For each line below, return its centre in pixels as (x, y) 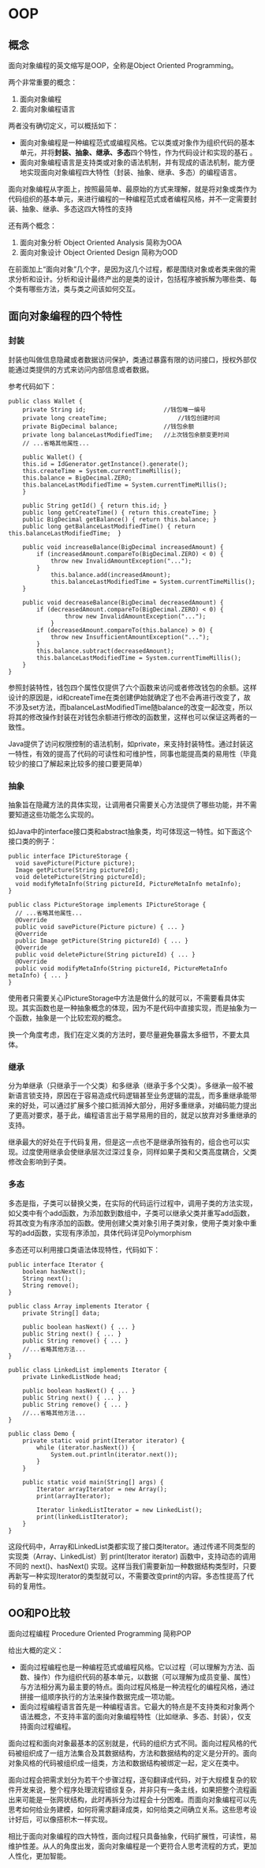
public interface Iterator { (56, 1264)
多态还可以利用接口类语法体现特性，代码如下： (84, 1249)
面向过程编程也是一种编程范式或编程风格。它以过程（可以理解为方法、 (134, 1667)
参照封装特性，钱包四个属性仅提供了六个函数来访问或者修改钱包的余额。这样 (132, 687)
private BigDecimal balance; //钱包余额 (108, 426)
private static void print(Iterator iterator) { (104, 1441)
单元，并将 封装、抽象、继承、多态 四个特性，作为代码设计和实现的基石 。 (138, 152)
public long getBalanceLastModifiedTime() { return (109, 526)
